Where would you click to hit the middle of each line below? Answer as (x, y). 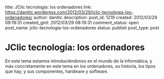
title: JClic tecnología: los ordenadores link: (48, 7)
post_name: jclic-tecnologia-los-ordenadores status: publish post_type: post (82, 28)
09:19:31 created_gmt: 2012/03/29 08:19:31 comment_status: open (72, 22)
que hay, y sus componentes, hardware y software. (57, 71)
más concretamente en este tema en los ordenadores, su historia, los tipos (80, 66)
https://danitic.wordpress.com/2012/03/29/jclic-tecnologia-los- (69, 12)
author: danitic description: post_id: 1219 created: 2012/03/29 (95, 17)
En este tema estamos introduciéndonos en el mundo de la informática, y (79, 61)
